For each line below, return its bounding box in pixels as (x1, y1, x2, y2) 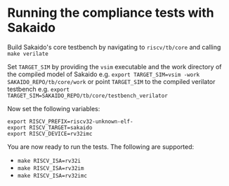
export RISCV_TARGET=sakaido (7, 124, 93, 131)
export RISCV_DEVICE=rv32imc (7, 130, 93, 137)
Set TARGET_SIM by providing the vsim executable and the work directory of (7, 62, 222, 71)
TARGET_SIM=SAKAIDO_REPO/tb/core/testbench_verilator (7, 92, 169, 99)
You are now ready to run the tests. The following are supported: (7, 142, 195, 151)
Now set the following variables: (7, 104, 100, 113)
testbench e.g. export (7, 85, 70, 93)
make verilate (7, 50, 49, 57)
